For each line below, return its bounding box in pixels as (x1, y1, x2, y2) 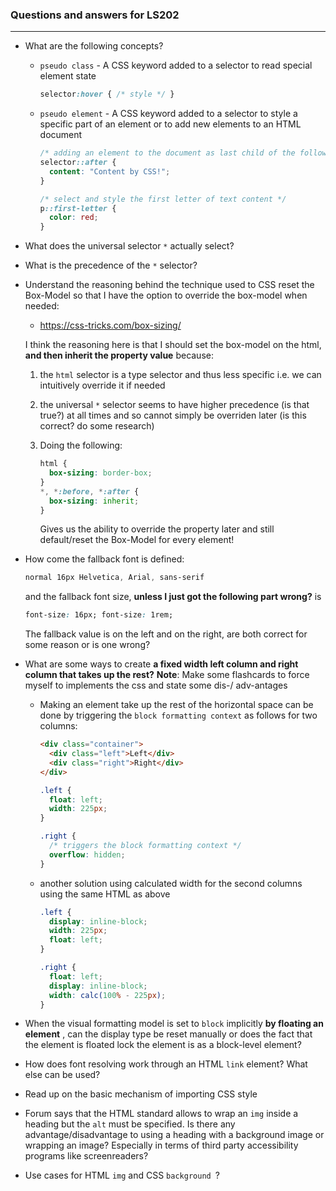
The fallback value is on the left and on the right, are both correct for (24, 628, 308, 640)
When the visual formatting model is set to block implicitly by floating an (24, 1018, 324, 1030)
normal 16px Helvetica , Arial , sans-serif (24, 573, 205, 583)
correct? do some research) (39, 420, 155, 432)
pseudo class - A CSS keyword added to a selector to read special (39, 59, 313, 72)
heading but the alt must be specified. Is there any (24, 1118, 236, 1130)
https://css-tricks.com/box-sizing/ (39, 319, 182, 332)
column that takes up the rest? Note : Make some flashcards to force (24, 669, 310, 681)
